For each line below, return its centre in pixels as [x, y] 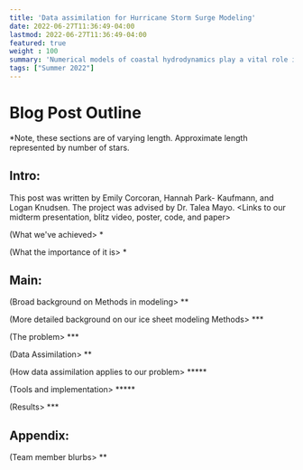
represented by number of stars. [69, 147]
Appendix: [39, 435]
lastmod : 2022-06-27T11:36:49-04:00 [78, 34]
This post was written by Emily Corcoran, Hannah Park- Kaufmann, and [142, 197]
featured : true [38, 43]
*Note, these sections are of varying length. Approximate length [129, 137]
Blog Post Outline [75, 113]
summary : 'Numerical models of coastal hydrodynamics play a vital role [149, 60]
